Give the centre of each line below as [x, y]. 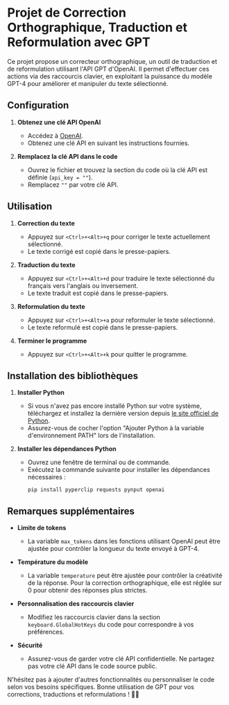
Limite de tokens [42, 528]
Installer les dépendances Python [67, 449]
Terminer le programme [52, 341]
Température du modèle [53, 562]
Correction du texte [46, 223]
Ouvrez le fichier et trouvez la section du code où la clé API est [118, 170]
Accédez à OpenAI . [55, 135]
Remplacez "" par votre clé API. [73, 185]
